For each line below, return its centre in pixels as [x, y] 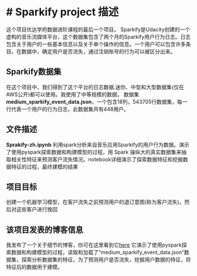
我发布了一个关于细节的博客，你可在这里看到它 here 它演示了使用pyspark [94, 245]
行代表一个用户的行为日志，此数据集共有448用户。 [67, 109]
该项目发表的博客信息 [45, 230]
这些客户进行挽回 [37, 210]
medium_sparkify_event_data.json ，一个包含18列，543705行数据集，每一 [97, 102]
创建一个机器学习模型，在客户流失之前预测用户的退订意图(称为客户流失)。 [95, 202]
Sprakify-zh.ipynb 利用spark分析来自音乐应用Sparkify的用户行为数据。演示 [98, 144]
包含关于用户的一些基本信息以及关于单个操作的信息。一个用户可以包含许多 [96, 44]
